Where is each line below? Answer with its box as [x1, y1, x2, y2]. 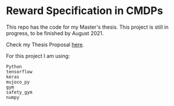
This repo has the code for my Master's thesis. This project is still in [6, 23, 169, 30]
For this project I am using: [6, 52, 70, 59]
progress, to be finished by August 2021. [6, 29, 104, 36]
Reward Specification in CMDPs [6, 4, 163, 18]
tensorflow [6, 69, 33, 74]
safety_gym [6, 89, 33, 95]
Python [6, 63, 22, 70]
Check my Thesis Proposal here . [6, 41, 85, 48]
